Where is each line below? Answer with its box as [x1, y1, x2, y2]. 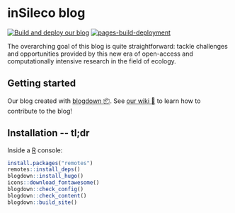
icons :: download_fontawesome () [7, 179, 100, 186]
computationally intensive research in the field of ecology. [7, 56, 177, 65]
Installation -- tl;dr [7, 127, 90, 139]
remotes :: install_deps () [7, 166, 81, 174]
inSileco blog [7, 5, 86, 21]
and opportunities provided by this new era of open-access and [7, 49, 193, 58]
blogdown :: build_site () [7, 199, 78, 206]
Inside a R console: [7, 146, 63, 154]
